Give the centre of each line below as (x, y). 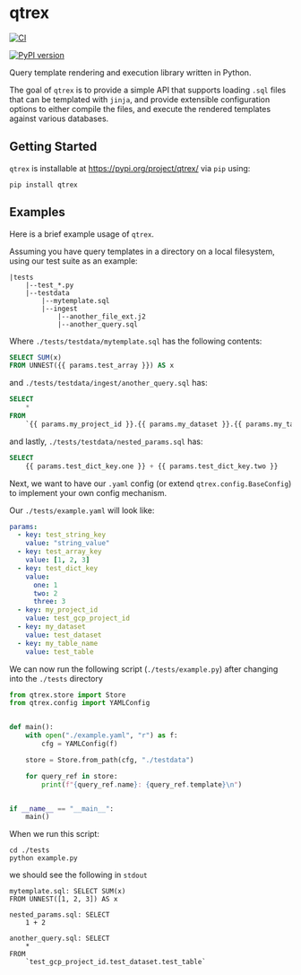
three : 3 (49, 602)
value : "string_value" (68, 544)
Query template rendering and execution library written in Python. (130, 72)
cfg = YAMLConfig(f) (80, 744)
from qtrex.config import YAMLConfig (80, 703)
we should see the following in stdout (78, 875)
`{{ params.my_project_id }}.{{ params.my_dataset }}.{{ (134, 424)
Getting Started (53, 147)
